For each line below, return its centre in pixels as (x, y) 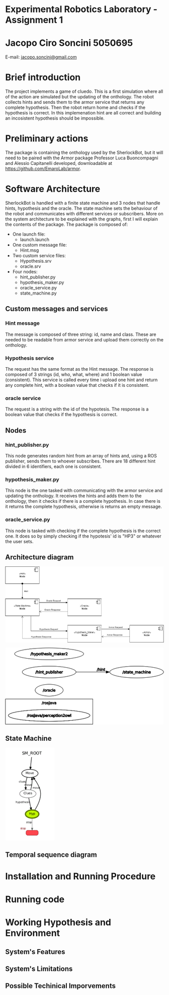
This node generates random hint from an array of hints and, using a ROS (81, 455)
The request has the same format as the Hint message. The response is (79, 369)
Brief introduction (43, 77)
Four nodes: (25, 271)
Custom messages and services (57, 309)
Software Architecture (53, 189)
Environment (33, 933)
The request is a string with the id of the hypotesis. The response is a (77, 409)
